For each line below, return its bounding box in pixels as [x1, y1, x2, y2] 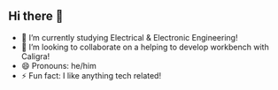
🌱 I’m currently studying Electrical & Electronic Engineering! [20, 32, 238, 42]
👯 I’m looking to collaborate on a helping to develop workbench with [20, 41, 269, 52]
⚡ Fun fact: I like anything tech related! [20, 70, 161, 80]
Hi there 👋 [8, 9, 64, 24]
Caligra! [20, 50, 50, 62]
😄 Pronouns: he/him [20, 60, 97, 71]
